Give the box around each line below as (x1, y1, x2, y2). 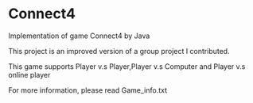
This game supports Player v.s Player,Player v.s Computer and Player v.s (8, 61, 246, 71)
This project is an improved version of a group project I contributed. (8, 46, 230, 55)
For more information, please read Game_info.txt (8, 85, 168, 95)
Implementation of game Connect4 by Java (8, 31, 150, 40)
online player (8, 70, 51, 79)
